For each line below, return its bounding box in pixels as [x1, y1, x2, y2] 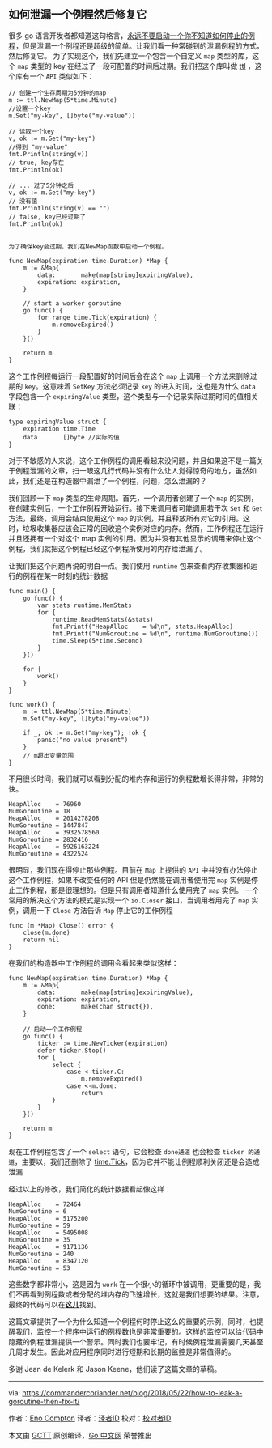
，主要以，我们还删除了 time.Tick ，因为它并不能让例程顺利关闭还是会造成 [14, 1157, 260, 1166]
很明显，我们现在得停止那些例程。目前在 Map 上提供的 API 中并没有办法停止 [8, 864, 258, 874]
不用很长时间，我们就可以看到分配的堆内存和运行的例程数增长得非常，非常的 [8, 774, 264, 783]
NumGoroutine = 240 [8, 1250, 74, 1258]
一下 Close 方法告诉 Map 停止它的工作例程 [36, 905, 174, 915]
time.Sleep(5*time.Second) [51, 636, 143, 645]
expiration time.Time [23, 424, 96, 433]
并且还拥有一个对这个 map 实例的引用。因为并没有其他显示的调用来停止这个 [8, 533, 261, 543]
